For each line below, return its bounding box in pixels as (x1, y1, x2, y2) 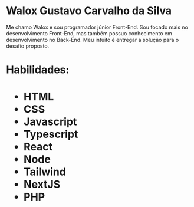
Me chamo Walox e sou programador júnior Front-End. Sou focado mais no (6, 24, 189, 31)
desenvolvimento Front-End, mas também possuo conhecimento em (6, 29, 172, 37)
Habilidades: (6, 63, 70, 77)
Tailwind (23, 165, 67, 179)
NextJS (23, 178, 61, 191)
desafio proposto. (6, 42, 50, 50)
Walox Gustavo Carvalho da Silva (6, 4, 172, 18)
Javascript (23, 115, 77, 129)
